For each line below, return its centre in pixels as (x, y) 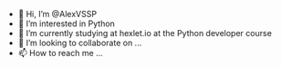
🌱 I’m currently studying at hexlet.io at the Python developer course (145, 33)
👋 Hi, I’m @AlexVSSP (57, 14)
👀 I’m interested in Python (67, 24)
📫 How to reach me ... (60, 53)
